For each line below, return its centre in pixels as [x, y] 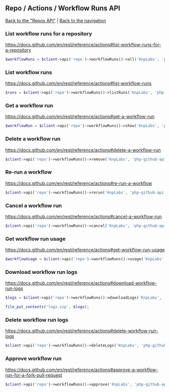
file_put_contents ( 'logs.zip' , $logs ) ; [47, 307]
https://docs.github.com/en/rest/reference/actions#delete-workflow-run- [82, 331]
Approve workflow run [33, 359]
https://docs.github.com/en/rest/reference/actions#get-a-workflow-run [80, 116]
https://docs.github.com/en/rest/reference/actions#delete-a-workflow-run [83, 150]
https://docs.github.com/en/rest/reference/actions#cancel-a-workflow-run [83, 216]
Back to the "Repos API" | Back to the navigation [56, 20]
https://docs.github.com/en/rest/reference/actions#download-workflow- [81, 283]
